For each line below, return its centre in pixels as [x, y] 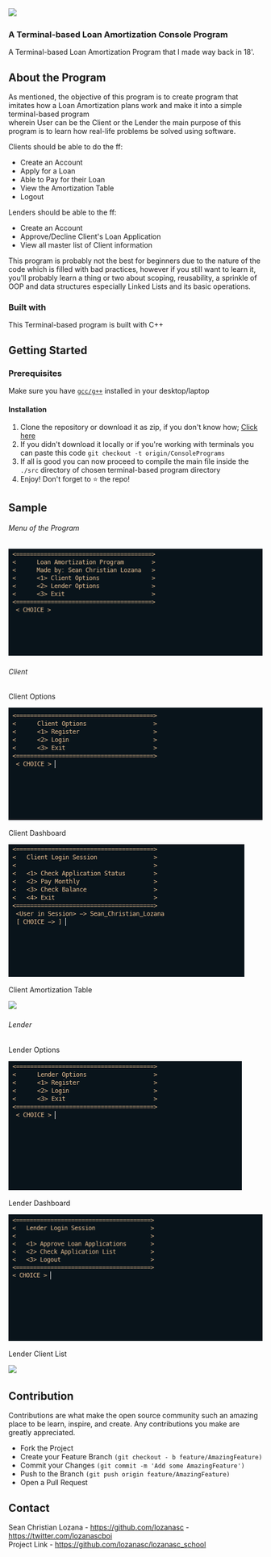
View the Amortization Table [67, 188]
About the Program [57, 77]
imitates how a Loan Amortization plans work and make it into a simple [125, 106]
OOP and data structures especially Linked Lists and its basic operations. [130, 286]
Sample [28, 507]
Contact [29, 1508]
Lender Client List [38, 1354]
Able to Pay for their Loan [63, 180]
